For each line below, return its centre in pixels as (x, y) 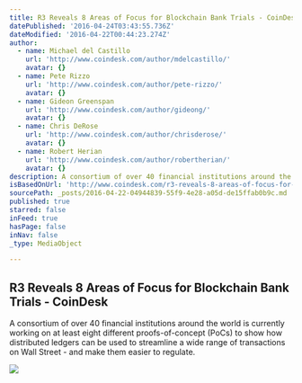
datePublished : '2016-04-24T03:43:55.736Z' (92, 26)
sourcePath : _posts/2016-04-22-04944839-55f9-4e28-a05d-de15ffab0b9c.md (148, 193)
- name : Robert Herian (60, 151)
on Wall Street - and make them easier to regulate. (102, 352)
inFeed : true (34, 218)
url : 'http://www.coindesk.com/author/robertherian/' (128, 160)
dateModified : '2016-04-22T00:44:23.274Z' (90, 34)
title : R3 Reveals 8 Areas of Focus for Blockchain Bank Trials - (136, 18)
